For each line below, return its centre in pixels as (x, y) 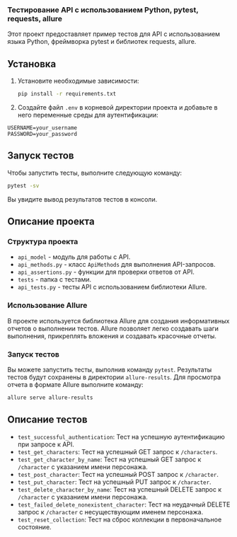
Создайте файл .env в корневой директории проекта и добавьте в (117, 107)
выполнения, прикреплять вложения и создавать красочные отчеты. (112, 336)
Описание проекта (51, 222)
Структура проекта (43, 241)
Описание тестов (47, 420)
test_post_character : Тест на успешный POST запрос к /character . (118, 474)
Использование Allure (47, 306)
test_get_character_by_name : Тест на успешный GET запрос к (109, 459)
